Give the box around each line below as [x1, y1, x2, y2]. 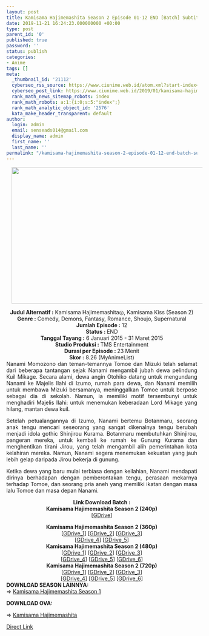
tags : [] [6, 65, 28, 72]
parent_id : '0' [6, 32, 45, 38]
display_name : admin [12, 133, 64, 140]
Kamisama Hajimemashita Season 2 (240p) [46, 505, 158, 512]
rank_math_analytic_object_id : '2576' [12, 104, 110, 111]
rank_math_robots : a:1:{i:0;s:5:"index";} [12, 99, 121, 105]
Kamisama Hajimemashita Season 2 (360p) [46, 523, 158, 530]
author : [6, 116, 26, 122]
